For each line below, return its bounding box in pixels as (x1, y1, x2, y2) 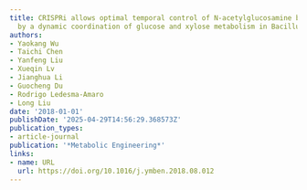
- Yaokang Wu (9, 38, 59, 48)
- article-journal (9, 132, 79, 142)
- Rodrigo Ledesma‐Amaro (9, 90, 104, 99)
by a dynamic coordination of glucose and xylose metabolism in (17, 22, 268, 31)
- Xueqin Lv (9, 65, 55, 74)
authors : (9, 30, 43, 39)
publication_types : (9, 124, 84, 133)
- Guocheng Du (9, 81, 64, 90)
